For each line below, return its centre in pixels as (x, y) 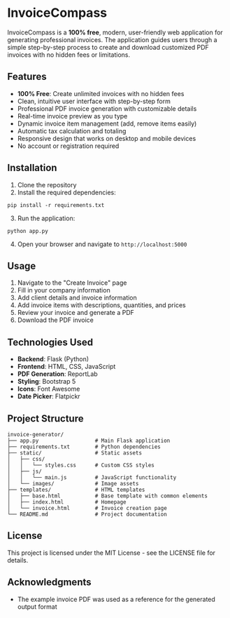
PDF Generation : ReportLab (57, 374)
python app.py (28, 231)
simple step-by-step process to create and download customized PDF (108, 47)
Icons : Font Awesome (49, 389)
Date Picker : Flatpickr (49, 396)
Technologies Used (50, 342)
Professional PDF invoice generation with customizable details (107, 108)
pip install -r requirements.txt (56, 205)
